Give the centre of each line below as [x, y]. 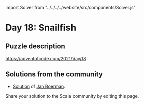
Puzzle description [35, 46]
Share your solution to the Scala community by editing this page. [72, 96]
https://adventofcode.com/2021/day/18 [46, 58]
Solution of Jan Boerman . [39, 86]
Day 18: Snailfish [41, 28]
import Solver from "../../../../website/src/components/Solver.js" [70, 7]
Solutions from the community [54, 74]
